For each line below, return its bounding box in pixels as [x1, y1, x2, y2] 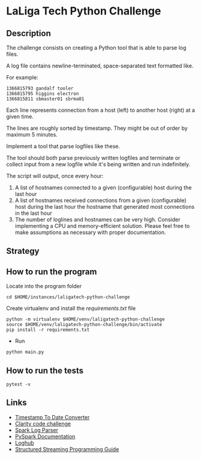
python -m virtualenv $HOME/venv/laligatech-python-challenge [6, 316, 165, 322]
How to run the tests [6, 365, 84, 375]
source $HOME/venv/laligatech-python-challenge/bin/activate [6, 322, 163, 328]
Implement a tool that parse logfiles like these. [6, 143, 120, 150]
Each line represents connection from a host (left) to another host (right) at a [6, 106, 195, 114]
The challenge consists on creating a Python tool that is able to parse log [6, 44, 187, 51]
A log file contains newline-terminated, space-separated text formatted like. [6, 62, 194, 69]
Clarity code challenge [14, 420, 71, 427]
